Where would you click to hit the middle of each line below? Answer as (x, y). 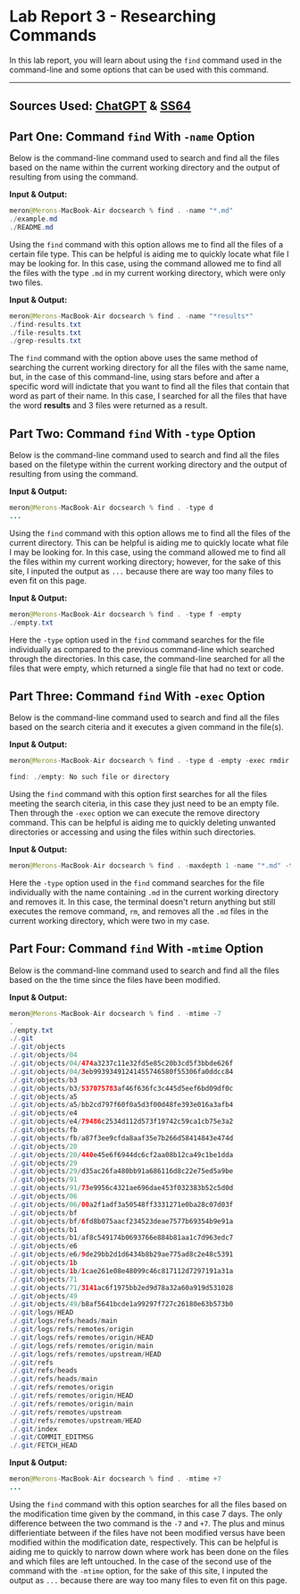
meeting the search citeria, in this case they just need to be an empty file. (144, 804)
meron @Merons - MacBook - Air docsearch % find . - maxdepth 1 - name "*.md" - (150, 866)
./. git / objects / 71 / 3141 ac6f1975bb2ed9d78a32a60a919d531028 (121, 1288)
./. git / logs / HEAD (42, 1313)
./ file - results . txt (46, 332)
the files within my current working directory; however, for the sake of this (145, 561)
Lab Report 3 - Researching (113, 17)
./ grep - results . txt (46, 341)
